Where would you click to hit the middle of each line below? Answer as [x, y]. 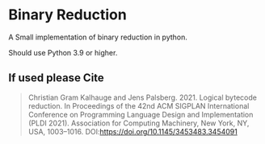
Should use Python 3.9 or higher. [63, 52]
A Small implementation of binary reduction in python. [98, 37]
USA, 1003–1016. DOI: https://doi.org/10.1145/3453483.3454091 [133, 131]
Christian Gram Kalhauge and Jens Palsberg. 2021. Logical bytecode [142, 97]
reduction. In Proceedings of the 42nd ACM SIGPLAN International [139, 105]
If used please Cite [57, 78]
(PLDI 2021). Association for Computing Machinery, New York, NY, [139, 123]
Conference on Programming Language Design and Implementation [141, 114]
